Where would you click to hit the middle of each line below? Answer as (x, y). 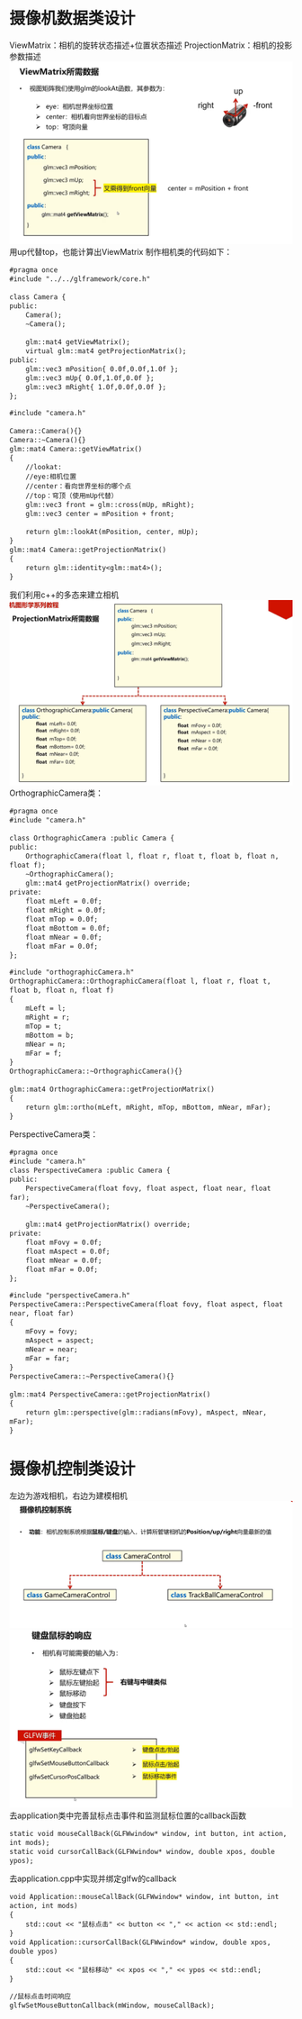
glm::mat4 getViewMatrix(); (78, 342)
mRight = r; (48, 1017)
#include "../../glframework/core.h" (80, 279)
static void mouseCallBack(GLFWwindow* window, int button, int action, (148, 1833)
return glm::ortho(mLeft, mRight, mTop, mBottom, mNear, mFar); (148, 1107)
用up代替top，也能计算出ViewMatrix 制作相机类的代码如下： (121, 251)
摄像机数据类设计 (73, 18)
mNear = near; (52, 1349)
